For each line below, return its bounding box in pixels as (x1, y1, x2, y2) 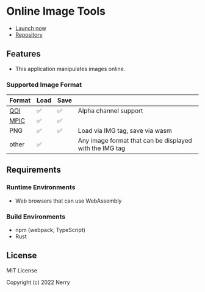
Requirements (6, 165, 61, 175)
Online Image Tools (6, 4, 106, 18)
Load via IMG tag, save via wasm (77, 127, 172, 135)
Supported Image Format (6, 80, 82, 89)
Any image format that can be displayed (77, 137, 192, 145)
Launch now (15, 24, 47, 32)
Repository (15, 31, 43, 38)
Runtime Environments (6, 183, 76, 192)
